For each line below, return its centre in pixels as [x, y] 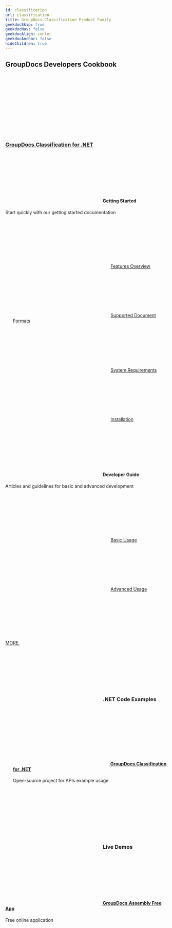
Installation [122, 419]
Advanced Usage [129, 589]
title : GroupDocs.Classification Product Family [58, 20]
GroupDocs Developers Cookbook [61, 65]
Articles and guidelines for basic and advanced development [70, 486]
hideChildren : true [26, 44]
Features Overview [130, 266]
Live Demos [118, 847]
